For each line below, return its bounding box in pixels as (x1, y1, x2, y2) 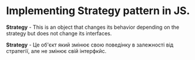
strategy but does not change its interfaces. (6, 29, 112, 36)
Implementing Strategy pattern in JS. (6, 4, 190, 18)
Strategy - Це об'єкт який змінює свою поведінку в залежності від (6, 41, 174, 48)
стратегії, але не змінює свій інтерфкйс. (6, 47, 107, 54)
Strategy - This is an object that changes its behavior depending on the (6, 24, 180, 31)
